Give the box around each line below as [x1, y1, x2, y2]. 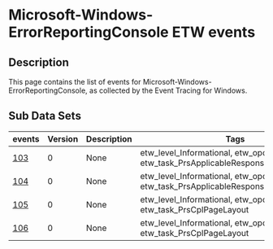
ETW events [171, 23, 256, 41]
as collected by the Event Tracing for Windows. [89, 85, 248, 95]
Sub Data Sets [8, 109, 81, 123]
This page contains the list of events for [8, 77, 141, 86]
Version [47, 133, 79, 144]
